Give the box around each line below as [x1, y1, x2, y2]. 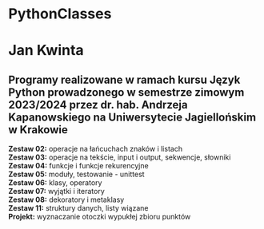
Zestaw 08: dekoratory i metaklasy [8, 195, 125, 204]
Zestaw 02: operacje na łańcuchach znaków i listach [8, 144, 182, 154]
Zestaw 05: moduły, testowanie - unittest [8, 169, 146, 180]
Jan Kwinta [8, 41, 84, 60]
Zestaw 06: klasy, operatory [8, 178, 102, 188]
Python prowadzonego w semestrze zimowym [8, 85, 245, 99]
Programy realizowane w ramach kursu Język [8, 73, 241, 86]
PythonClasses [8, 5, 112, 23]
